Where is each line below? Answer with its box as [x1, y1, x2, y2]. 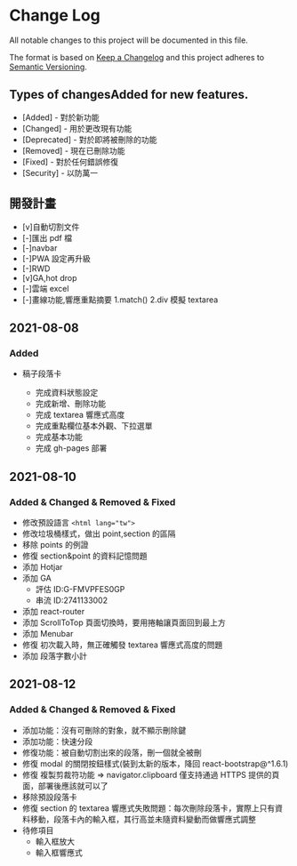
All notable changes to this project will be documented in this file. [9, 35, 249, 45]
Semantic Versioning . [9, 61, 87, 72]
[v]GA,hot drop [21, 272, 77, 283]
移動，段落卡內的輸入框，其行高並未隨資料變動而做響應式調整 [29, 814, 256, 824]
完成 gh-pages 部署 [35, 443, 108, 453]
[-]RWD [21, 263, 51, 274]
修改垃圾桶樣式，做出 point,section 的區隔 [21, 528, 176, 539]
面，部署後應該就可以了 [21, 780, 108, 791]
